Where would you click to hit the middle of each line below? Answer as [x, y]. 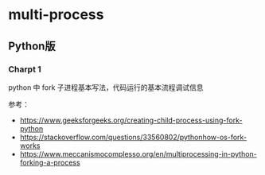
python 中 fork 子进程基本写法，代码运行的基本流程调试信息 [106, 87]
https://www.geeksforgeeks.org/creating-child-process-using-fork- [131, 120]
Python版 [32, 46]
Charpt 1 [25, 69]
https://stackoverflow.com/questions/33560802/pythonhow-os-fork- [133, 137]
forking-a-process [50, 162]
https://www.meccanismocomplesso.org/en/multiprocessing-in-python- [138, 154]
